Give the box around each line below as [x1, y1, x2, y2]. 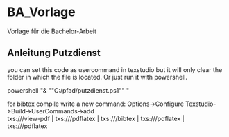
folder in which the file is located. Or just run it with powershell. [7, 73, 187, 81]
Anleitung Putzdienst [7, 47, 101, 59]
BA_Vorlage [7, 4, 76, 20]
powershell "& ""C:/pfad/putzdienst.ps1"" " [7, 86, 130, 94]
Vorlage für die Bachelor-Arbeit [7, 27, 97, 35]
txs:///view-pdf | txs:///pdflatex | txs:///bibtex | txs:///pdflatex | [7, 114, 185, 122]
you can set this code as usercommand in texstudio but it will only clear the [7, 65, 223, 73]
